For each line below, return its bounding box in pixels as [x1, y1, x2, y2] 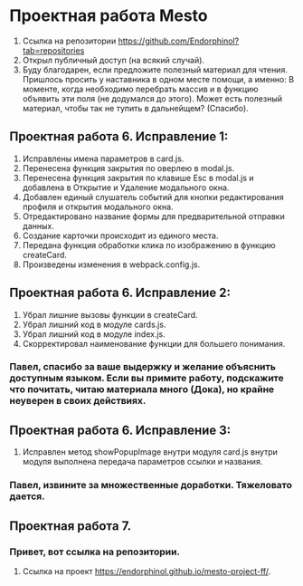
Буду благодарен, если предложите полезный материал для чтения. [22, 64, 288, 75]
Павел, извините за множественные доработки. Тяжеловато [9, 479, 292, 492]
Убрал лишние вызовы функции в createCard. [22, 309, 198, 320]
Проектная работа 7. [9, 518, 132, 533]
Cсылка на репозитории [22, 35, 117, 46]
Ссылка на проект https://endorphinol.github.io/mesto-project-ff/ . [22, 565, 271, 576]
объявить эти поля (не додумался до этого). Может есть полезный [22, 92, 283, 104]
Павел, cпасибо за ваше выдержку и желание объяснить [9, 360, 276, 373]
